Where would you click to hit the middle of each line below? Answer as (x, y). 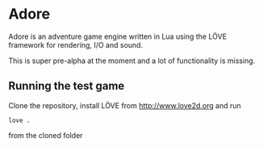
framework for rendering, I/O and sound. (76, 44)
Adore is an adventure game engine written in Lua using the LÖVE (118, 36)
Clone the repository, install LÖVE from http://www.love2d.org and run (125, 105)
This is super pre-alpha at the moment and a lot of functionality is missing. (132, 61)
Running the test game (67, 86)
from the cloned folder (46, 135)
